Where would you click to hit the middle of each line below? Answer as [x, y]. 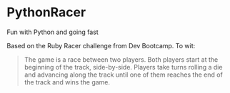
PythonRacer [46, 12]
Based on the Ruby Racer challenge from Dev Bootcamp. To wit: [101, 45]
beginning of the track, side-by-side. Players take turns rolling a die [123, 67]
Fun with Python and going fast [53, 32]
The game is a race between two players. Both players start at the [121, 59]
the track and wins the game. [67, 82]
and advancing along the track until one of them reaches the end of [123, 75]
